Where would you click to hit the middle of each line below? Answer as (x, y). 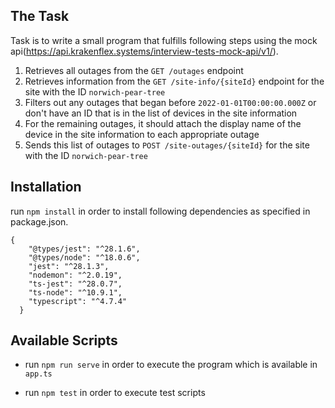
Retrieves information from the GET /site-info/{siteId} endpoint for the (174, 81)
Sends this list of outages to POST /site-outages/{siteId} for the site (167, 145)
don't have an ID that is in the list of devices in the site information (161, 113)
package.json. (39, 221)
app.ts (38, 374)
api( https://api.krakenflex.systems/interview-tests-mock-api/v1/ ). (144, 51)
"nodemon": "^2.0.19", (75, 275)
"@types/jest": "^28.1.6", (84, 249)
